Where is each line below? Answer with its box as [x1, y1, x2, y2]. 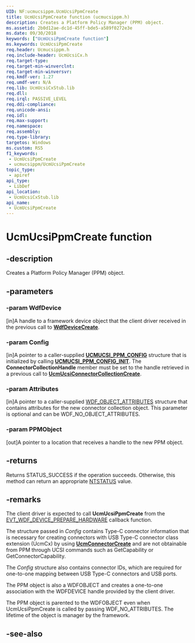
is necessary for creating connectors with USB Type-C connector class [6, 534, 179, 541]
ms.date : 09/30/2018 [6, 31, 57, 36]
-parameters [6, 286, 53, 297]
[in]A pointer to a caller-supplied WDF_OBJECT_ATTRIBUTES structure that [6, 398, 188, 405]
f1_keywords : [6, 150, 38, 156]
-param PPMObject [6, 425, 62, 433]
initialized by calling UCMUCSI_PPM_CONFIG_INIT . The [6, 358, 142, 365]
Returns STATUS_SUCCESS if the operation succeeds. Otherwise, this [6, 471, 176, 479]
